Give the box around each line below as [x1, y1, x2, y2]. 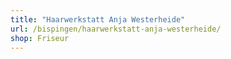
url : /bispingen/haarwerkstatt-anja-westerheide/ [10, 24, 222, 34]
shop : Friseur [10, 33, 70, 43]
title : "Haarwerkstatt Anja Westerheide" [10, 14, 186, 25]
